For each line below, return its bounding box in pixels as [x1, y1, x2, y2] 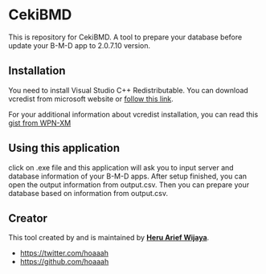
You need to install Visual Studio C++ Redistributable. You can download [8, 85, 249, 95]
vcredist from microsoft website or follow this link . [8, 94, 174, 104]
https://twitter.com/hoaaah [19, 248, 108, 258]
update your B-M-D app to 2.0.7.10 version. [8, 40, 151, 50]
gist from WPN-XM [8, 118, 72, 128]
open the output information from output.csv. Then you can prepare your [8, 179, 250, 190]
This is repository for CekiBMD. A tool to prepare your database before [8, 32, 243, 42]
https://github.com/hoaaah [19, 257, 109, 267]
